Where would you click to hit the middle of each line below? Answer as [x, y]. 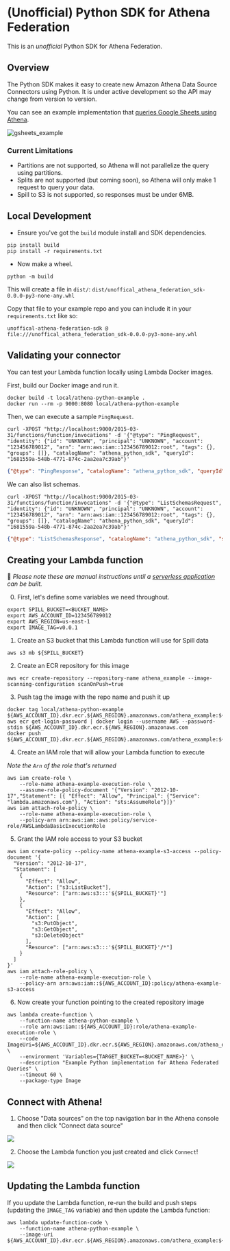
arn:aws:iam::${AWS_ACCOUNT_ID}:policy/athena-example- [141, 984]
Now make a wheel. [45, 264]
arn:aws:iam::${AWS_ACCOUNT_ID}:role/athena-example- [119, 1027]
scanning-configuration [41, 684]
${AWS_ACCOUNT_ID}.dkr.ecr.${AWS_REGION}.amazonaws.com [106, 728]
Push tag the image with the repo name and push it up [93, 697]
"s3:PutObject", [55, 924]
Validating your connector [64, 356]
